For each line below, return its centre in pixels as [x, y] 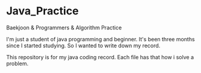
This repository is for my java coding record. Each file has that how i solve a [100, 57]
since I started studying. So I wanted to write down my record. [83, 45]
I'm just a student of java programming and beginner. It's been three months [100, 39]
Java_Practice [43, 11]
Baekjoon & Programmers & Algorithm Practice [64, 28]
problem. [17, 63]
